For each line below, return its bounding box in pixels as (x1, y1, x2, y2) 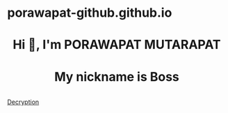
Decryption (7, 98, 40, 106)
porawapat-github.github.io (7, 5, 172, 21)
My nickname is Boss (54, 68, 179, 84)
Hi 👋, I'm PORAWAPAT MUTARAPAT (13, 37, 221, 53)
